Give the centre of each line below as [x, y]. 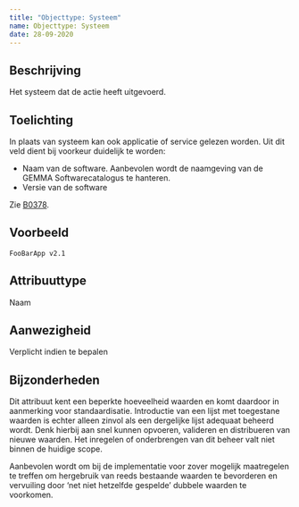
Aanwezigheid [50, 330]
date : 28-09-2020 [42, 34]
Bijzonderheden [54, 380]
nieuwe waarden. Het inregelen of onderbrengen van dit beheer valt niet [142, 440]
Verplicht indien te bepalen [59, 352]
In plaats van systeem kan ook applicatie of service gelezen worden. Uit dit [147, 141]
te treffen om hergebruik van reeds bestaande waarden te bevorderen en [144, 476]
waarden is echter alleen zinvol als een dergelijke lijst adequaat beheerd [141, 420]
